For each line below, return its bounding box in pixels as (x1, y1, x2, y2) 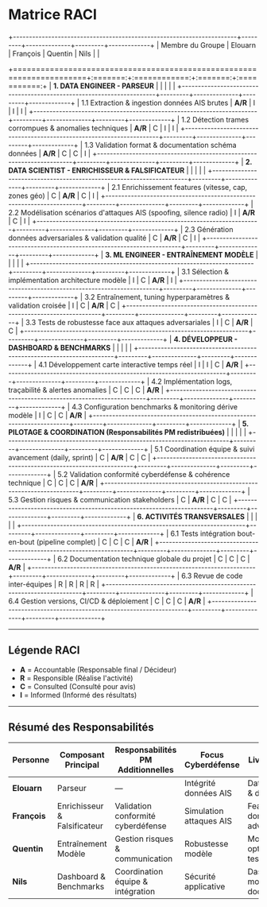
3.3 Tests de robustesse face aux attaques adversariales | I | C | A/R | (25, 317, 253, 327)
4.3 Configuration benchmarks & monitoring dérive (71, 401, 238, 411)
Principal (64, 759, 99, 770)
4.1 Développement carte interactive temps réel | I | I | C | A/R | (38, 359, 243, 369)
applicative (184, 881, 226, 892)
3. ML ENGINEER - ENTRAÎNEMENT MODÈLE (104, 250, 254, 259)
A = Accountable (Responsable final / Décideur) (19, 665, 177, 674)
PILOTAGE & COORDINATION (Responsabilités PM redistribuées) (8, 427, 225, 436)
